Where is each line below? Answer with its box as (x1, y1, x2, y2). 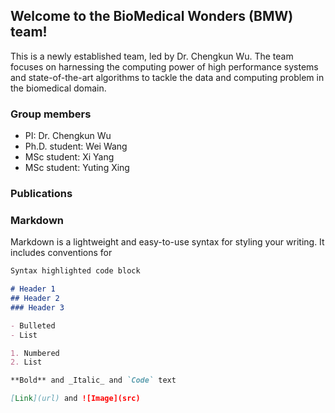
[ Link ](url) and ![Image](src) (10, 394, 141, 404)
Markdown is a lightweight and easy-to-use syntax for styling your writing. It (10, 236, 325, 248)
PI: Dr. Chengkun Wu (24, 130, 112, 142)
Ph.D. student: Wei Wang (24, 140, 128, 153)
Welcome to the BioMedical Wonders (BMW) (10, 8, 294, 25)
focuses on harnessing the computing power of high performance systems (10, 60, 319, 73)
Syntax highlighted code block (10, 266, 141, 276)
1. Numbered (10, 348, 60, 358)
